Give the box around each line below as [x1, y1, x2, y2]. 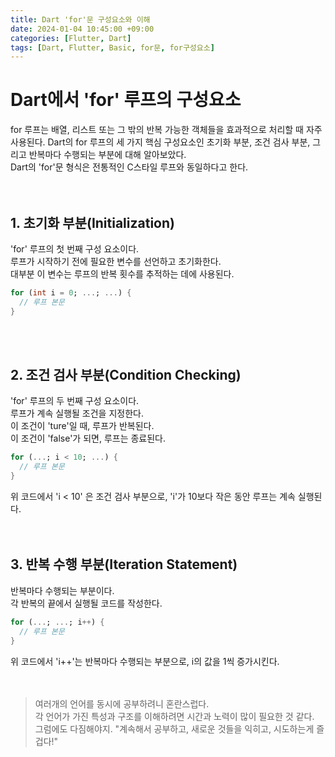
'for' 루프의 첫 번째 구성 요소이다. [10, 243, 140, 255]
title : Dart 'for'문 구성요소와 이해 [10, 14, 151, 25]
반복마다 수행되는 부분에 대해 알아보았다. [28, 149, 187, 161]
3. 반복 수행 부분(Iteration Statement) [10, 556, 238, 573]
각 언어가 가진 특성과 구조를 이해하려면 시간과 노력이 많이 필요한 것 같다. [34, 710, 315, 722]
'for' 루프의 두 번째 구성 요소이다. [10, 395, 140, 407]
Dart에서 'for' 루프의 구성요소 [10, 89, 242, 111]
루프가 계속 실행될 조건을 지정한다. [10, 407, 144, 420]
